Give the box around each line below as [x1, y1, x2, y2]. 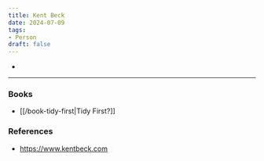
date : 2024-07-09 [8, 19, 65, 27]
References [8, 126, 53, 137]
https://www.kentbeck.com [19, 144, 108, 153]
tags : [8, 26, 26, 34]
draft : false [8, 41, 51, 48]
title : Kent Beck [8, 11, 65, 20]
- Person [8, 33, 37, 41]
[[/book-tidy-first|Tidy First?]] [19, 106, 115, 116]
